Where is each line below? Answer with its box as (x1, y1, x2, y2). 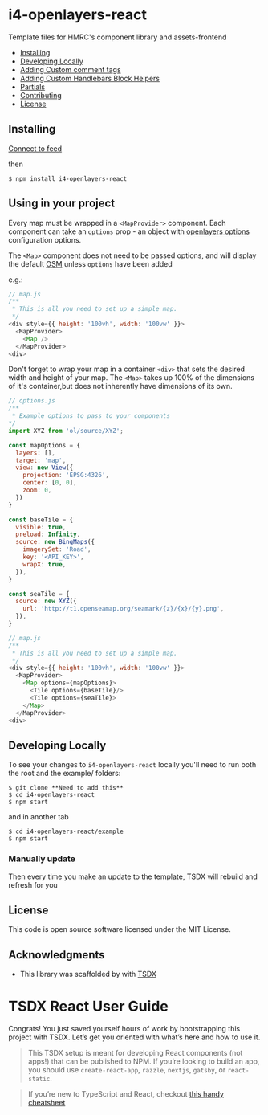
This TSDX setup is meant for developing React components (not (27, 1048, 243, 1058)
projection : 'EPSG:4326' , (22, 472, 110, 480)
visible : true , (15, 523, 67, 531)
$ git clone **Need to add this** (8, 784, 124, 792)
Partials (19, 82, 46, 92)
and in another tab (8, 812, 70, 822)
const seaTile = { (8, 590, 70, 598)
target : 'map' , (15, 456, 67, 464)
